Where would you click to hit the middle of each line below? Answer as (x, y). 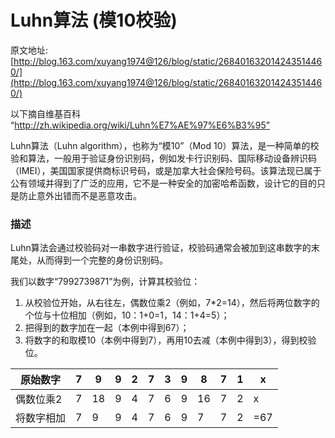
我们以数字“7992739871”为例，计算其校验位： (105, 282)
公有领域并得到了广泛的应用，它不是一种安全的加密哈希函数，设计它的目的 (163, 183)
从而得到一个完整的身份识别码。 (102, 260)
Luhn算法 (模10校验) (94, 20)
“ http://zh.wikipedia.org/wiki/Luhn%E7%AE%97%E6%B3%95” (140, 125)
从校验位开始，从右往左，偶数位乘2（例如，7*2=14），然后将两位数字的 (172, 303)
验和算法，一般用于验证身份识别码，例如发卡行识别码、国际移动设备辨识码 (163, 158)
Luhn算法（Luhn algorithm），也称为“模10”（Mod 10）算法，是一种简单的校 (165, 145)
